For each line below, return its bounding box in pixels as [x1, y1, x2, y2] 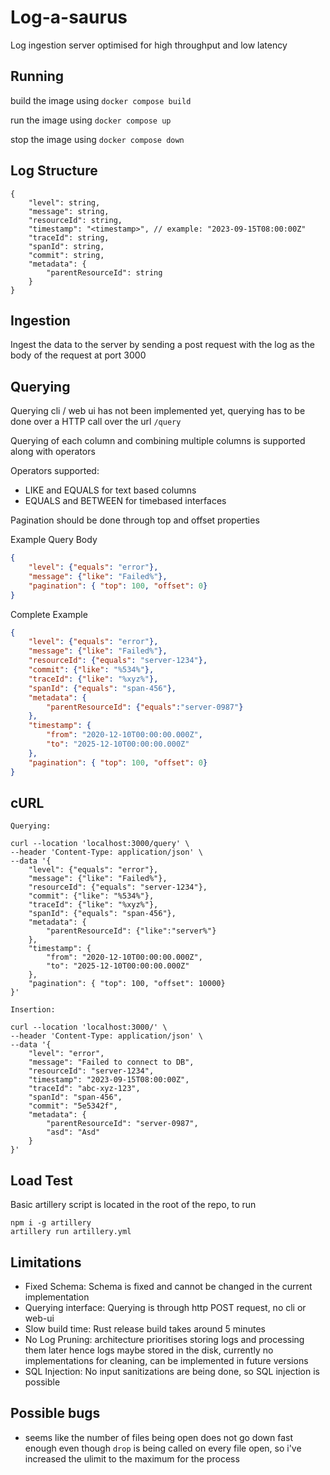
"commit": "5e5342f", [28, 1101, 118, 1111]
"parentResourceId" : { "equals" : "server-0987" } [46, 702, 244, 712]
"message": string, [28, 206, 110, 216]
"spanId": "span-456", [28, 1092, 123, 1103]
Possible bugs [10, 1405, 101, 1422]
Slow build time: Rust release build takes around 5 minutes [24, 1323, 266, 1335]
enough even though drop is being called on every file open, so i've [24, 1442, 302, 1454]
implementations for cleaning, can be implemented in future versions [24, 1355, 309, 1366]
